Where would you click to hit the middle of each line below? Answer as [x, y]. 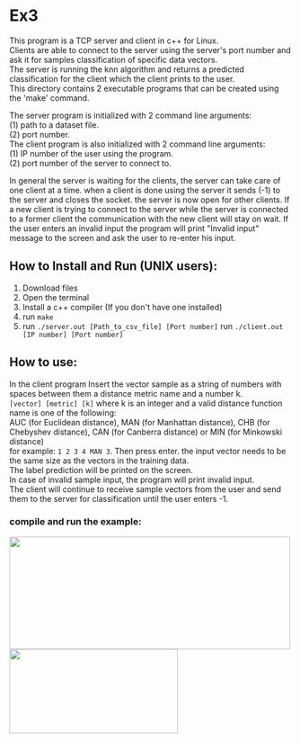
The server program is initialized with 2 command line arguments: [131, 115]
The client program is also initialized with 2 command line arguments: [137, 144]
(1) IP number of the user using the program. [91, 153]
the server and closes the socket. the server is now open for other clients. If [150, 200]
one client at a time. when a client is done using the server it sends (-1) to [145, 190]
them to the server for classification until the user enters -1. [119, 498]
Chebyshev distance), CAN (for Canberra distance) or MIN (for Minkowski [146, 432]
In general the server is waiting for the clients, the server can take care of [145, 180]
